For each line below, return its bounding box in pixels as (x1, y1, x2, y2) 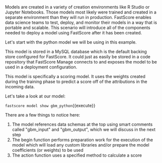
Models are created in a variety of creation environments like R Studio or (5, 4, 150, 10)
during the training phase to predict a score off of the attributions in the (5, 79, 147, 84)
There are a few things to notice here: (5, 112, 81, 118)
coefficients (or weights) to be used (12, 147, 84, 153)
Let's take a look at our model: (5, 93, 65, 99)
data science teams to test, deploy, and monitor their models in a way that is (5, 19, 157, 25)
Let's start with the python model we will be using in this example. (5, 39, 137, 45)
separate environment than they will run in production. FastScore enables (5, 15, 152, 20)
